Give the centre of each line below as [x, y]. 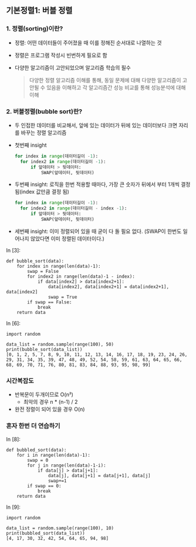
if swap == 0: [44, 486]
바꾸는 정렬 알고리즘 [44, 132]
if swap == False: [50, 302]
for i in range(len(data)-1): [54, 455]
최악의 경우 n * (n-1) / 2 [50, 402]
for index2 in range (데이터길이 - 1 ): [63, 161]
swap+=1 [57, 481]
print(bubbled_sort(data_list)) [45, 533]
